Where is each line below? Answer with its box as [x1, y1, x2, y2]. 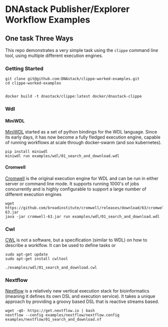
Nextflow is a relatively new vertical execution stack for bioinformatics [5, 288, 149, 294]
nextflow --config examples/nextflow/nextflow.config [5, 312, 120, 318]
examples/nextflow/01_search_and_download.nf [5, 317, 101, 322]
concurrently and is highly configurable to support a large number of [5, 186, 146, 192]
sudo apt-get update [5, 251, 48, 257]
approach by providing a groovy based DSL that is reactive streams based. [5, 298, 159, 304]
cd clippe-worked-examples [5, 81, 61, 86]
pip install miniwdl [5, 149, 48, 154]
